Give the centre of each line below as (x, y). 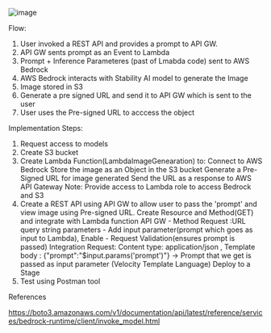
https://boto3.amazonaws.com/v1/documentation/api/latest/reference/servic (135, 312)
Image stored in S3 (51, 86)
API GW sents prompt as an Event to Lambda (95, 52)
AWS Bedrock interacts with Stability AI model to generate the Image (134, 78)
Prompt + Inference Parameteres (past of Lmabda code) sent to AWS (135, 61)
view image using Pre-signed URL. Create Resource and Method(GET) (137, 213)
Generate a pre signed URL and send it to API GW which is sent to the (135, 95)
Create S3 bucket (49, 152)
